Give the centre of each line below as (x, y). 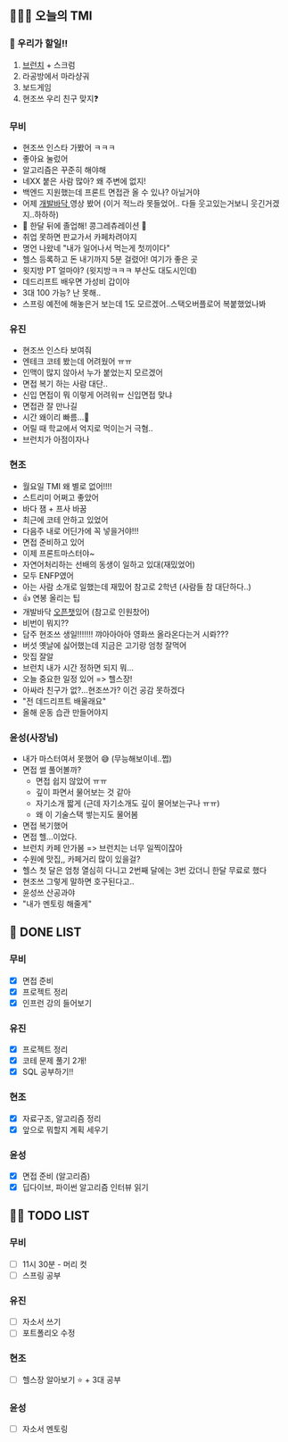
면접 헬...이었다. (49, 837)
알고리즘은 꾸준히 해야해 (64, 170)
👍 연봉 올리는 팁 (51, 597)
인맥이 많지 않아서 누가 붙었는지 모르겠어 (92, 372)
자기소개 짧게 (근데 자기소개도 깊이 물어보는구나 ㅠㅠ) (128, 803)
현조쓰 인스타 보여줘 (57, 350)
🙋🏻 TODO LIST (49, 1216)
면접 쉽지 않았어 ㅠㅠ (71, 780)
